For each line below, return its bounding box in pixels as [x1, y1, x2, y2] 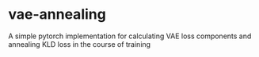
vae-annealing [8, 5, 107, 23]
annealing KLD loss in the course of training [8, 39, 151, 48]
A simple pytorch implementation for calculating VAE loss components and [8, 31, 252, 41]
